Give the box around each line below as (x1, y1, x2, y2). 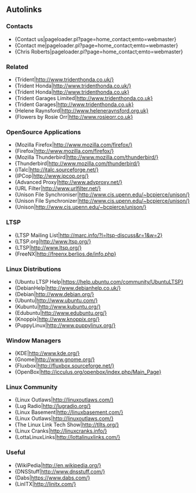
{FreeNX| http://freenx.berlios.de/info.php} (14, 250, 117, 257)
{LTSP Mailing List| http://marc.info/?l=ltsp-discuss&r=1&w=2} (14, 232, 163, 239)
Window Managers (6, 336, 61, 345)
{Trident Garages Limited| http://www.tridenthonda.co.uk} (14, 94, 153, 101)
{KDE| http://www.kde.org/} (14, 350, 80, 357)
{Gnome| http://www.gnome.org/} (14, 356, 95, 363)
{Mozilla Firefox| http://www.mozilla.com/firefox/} (14, 141, 133, 148)
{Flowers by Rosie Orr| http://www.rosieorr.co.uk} (14, 113, 133, 120)
